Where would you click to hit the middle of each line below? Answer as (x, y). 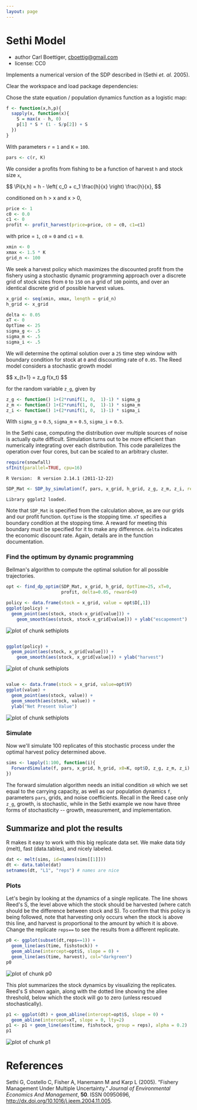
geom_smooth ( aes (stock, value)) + (53, 701)
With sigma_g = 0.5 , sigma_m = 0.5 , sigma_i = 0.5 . (65, 422)
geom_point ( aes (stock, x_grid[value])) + (63, 652)
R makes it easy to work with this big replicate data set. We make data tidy (96, 842)
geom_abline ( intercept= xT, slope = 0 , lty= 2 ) (68, 1020)
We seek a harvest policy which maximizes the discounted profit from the (95, 269)
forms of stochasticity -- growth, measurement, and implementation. (89, 810)
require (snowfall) (28, 462)
